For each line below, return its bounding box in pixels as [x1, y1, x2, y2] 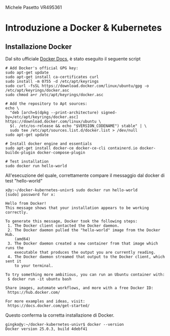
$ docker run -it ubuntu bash [7, 277, 72, 282]
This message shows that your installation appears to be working [5, 205, 149, 210]
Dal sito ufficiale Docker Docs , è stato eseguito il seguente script [5, 56, 141, 62]
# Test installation [5, 159, 49, 164]
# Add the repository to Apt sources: [5, 101, 88, 106]
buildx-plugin [5, 150, 36, 155]
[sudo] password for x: [5, 192, 56, 197]
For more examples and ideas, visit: [5, 299, 86, 304]
